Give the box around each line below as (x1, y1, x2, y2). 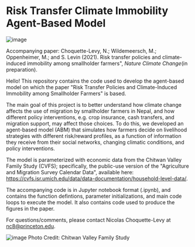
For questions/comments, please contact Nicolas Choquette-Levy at (6, 216, 171, 224)
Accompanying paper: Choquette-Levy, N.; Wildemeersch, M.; (6, 47, 157, 54)
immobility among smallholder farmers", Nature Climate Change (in (27, 60, 188, 67)
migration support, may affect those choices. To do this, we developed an (6, 120, 184, 127)
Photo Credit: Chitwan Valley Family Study (28, 234, 130, 241)
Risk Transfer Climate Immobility (6, 4, 169, 18)
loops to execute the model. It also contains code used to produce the (6, 198, 175, 206)
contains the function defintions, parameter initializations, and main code (6, 192, 182, 199)
